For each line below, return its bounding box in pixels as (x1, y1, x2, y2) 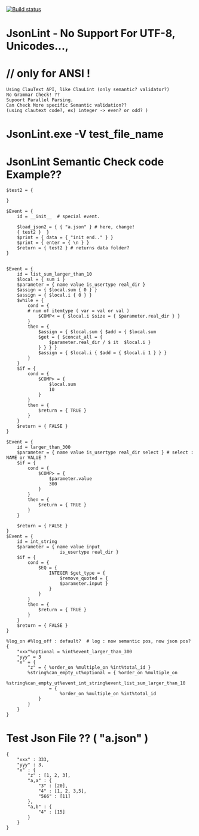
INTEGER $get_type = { (48, 570, 106, 577)
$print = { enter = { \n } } (17, 240, 90, 246)
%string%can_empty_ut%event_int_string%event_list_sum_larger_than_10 (6, 680, 186, 686)
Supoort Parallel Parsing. (6, 97, 74, 103)
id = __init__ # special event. (17, 213, 100, 220)
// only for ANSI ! (6, 67, 91, 80)
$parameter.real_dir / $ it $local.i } (48, 339, 151, 346)
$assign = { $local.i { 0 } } (17, 292, 93, 298)
